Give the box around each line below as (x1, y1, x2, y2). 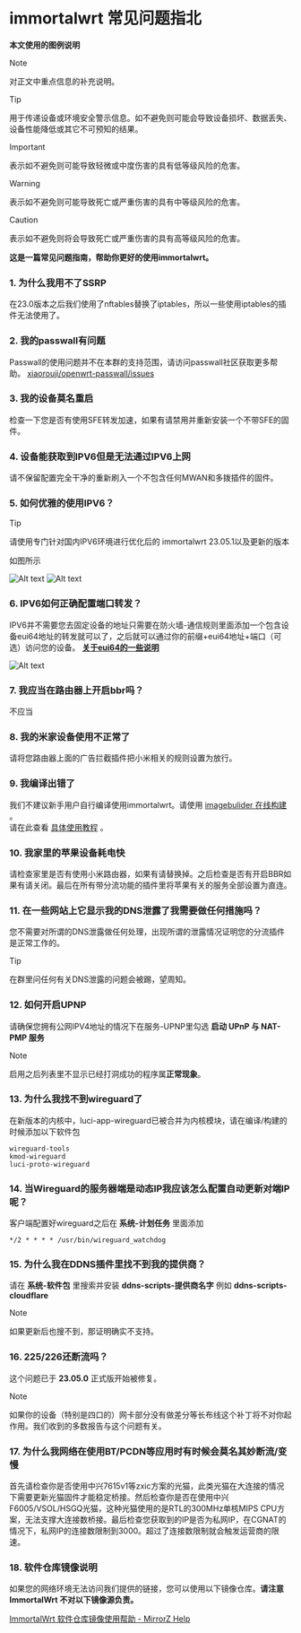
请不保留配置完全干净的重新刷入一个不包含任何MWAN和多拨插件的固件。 (9, 473, 279, 483)
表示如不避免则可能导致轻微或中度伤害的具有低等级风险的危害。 (9, 160, 245, 170)
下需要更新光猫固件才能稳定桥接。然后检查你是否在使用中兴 (9, 1491, 229, 1502)
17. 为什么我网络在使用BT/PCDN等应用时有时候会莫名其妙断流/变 (9, 1445, 288, 1457)
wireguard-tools (9, 1144, 70, 1153)
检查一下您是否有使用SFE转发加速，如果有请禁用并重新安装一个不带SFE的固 (9, 414, 289, 425)
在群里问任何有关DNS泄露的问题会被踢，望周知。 (9, 974, 191, 985)
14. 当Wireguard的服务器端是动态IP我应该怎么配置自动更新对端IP (9, 1182, 290, 1194)
